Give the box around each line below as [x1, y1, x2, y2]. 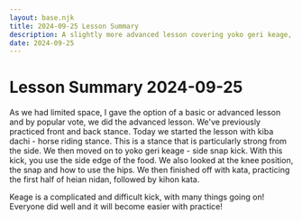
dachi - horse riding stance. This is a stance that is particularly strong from [9, 136, 287, 147]
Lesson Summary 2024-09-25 [9, 78, 243, 97]
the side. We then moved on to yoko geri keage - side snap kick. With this [9, 145, 283, 156]
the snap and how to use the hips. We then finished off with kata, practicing [9, 164, 290, 176]
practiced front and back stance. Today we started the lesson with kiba [9, 126, 274, 137]
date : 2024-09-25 [9, 38, 75, 48]
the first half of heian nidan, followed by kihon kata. [9, 174, 200, 185]
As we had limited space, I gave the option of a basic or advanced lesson [9, 107, 281, 118]
